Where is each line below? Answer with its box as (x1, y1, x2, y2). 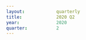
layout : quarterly (6, 8, 81, 15)
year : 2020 (6, 19, 67, 25)
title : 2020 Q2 (6, 14, 75, 20)
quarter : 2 (6, 25, 59, 31)
